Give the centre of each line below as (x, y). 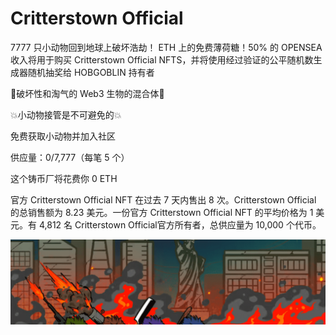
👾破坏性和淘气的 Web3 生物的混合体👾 (87, 93)
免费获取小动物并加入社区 (63, 136)
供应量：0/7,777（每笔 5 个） (70, 157)
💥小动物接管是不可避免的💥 (66, 114)
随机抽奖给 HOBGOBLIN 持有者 (91, 72)
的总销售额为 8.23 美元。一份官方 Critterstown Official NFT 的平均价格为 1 (162, 212)
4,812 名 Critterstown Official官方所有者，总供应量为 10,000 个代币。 (180, 224)
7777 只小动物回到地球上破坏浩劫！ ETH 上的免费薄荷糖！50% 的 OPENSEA (166, 47)
